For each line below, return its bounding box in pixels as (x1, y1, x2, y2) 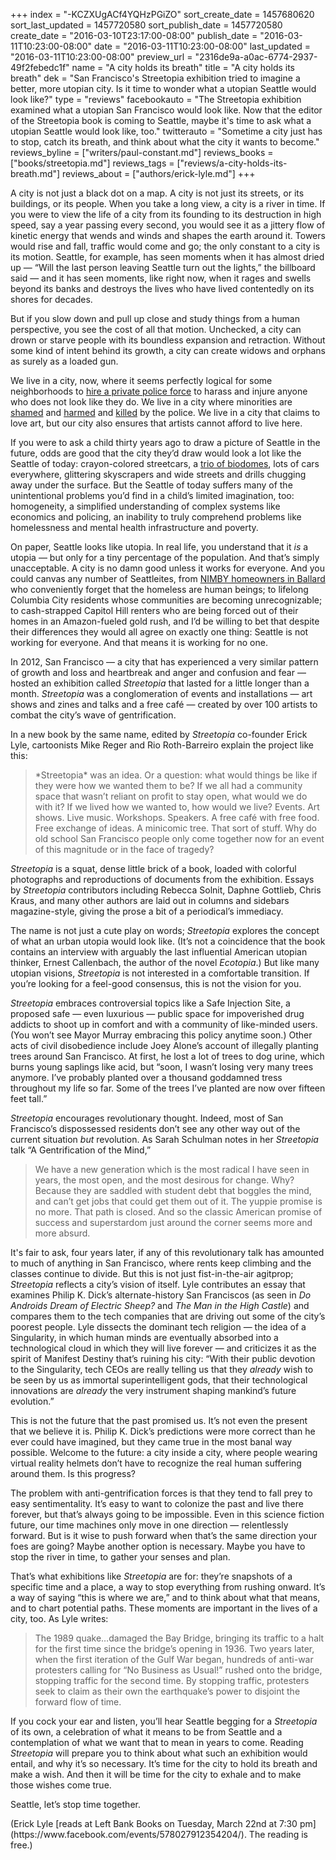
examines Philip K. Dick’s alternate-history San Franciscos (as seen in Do (10, 1289, 312, 1301)
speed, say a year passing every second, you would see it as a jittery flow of (10, 219, 326, 231)
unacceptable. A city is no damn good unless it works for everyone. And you (10, 562, 325, 574)
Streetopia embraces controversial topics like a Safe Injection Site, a (10, 997, 291, 1009)
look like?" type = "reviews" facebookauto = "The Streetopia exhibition (10, 94, 302, 105)
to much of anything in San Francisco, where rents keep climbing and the (10, 1257, 312, 1269)
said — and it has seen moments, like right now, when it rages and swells (10, 272, 312, 284)
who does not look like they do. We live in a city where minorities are (10, 396, 293, 408)
